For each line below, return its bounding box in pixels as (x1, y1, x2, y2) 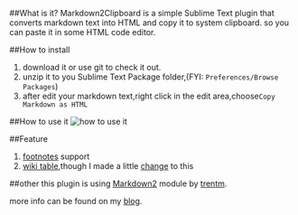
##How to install (9, 44, 70, 55)
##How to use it (9, 117, 70, 126)
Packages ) (22, 81, 59, 91)
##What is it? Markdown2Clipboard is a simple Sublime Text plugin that (9, 8, 275, 18)
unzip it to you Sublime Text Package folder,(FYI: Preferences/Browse (22, 71, 279, 82)
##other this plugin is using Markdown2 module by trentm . (9, 178, 228, 189)
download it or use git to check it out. (22, 62, 162, 72)
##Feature (9, 134, 48, 144)
